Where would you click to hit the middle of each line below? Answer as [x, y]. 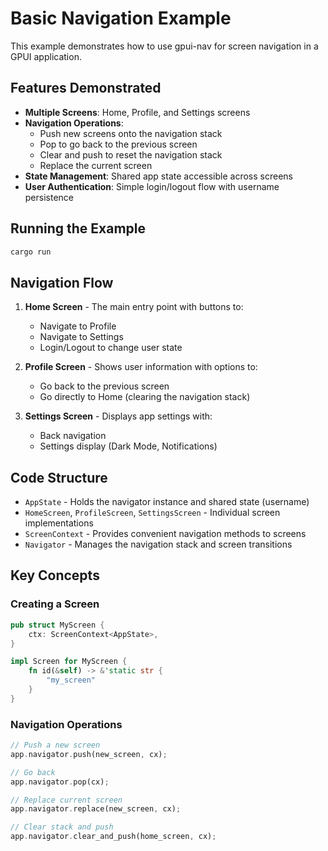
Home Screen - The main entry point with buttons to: [134, 307]
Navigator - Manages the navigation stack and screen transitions [158, 544]
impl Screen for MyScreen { [69, 662]
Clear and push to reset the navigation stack [131, 154]
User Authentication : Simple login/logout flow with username [152, 186]
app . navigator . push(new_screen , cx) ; [89, 754]
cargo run [31, 252]
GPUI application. [46, 56]
